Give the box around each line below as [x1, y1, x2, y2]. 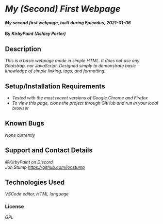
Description [5, 45, 41, 53]
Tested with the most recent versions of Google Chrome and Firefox [12, 95, 148, 100]
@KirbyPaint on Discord [5, 159, 53, 165]
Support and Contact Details [5, 146, 93, 155]
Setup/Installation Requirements [5, 82, 105, 90]
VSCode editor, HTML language [5, 191, 69, 197]
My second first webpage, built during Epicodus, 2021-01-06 [5, 19, 131, 25]
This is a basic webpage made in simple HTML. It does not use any [5, 58, 140, 64]
